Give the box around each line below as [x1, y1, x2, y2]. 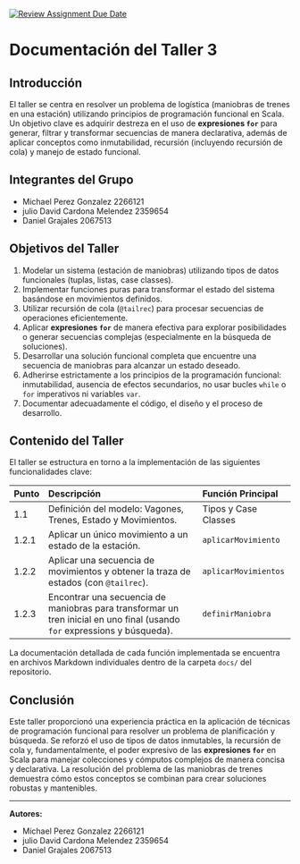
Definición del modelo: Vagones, [47, 503, 185, 515]
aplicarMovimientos [202, 566, 286, 577]
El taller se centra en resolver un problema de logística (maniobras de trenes [9, 99, 290, 109]
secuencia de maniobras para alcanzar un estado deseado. [21, 360, 241, 370]
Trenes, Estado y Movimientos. [47, 514, 178, 527]
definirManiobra [202, 609, 271, 619]
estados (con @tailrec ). [47, 577, 149, 589]
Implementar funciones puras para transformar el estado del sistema [21, 284, 275, 294]
